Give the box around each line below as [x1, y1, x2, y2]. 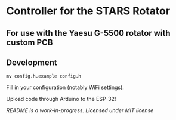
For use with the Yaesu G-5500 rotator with [6, 28, 171, 38]
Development [6, 57, 58, 67]
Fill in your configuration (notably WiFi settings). [6, 84, 124, 91]
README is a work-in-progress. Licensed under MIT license [6, 107, 154, 114]
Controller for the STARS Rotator [6, 4, 171, 18]
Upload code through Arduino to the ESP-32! [6, 96, 116, 103]
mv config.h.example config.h [6, 73, 82, 79]
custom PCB [6, 37, 53, 47]
